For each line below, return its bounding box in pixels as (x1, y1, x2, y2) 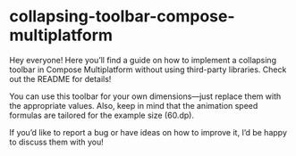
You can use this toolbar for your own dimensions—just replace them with (9, 91, 282, 102)
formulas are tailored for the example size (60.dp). (9, 110, 195, 120)
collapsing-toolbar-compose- (9, 6, 235, 27)
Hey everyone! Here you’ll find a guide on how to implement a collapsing (9, 54, 277, 65)
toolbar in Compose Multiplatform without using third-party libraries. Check (9, 64, 287, 75)
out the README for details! (9, 73, 112, 84)
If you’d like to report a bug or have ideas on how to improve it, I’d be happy (9, 127, 288, 137)
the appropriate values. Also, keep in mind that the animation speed (9, 100, 258, 111)
